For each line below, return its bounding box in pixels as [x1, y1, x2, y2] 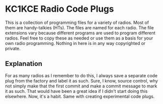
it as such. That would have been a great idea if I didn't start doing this [5, 88, 148, 94]
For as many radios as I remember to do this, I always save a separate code [5, 72, 158, 79]
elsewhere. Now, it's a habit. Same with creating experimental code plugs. [5, 93, 155, 99]
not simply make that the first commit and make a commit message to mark [5, 83, 158, 89]
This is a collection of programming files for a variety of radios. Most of [5, 20, 149, 25]
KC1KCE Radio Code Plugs [5, 3, 114, 15]
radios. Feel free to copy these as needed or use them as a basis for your [5, 35, 153, 41]
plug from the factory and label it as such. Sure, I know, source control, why [5, 78, 158, 83]
